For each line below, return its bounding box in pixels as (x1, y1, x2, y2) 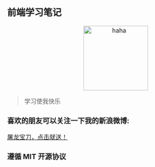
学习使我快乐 (23, 97, 61, 105)
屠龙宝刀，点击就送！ (7, 133, 68, 141)
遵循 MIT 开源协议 (7, 152, 67, 161)
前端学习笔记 (7, 6, 62, 19)
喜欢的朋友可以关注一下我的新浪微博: (7, 116, 130, 126)
